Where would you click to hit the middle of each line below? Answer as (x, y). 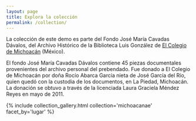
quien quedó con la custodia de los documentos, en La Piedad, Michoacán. (97, 82)
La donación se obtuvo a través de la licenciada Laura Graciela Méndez (93, 88)
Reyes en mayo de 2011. (35, 94)
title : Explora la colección (42, 17)
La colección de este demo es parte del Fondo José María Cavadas (88, 39)
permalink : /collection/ (36, 22)
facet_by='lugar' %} (30, 112)
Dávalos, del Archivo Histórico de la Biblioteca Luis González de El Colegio (97, 45)
